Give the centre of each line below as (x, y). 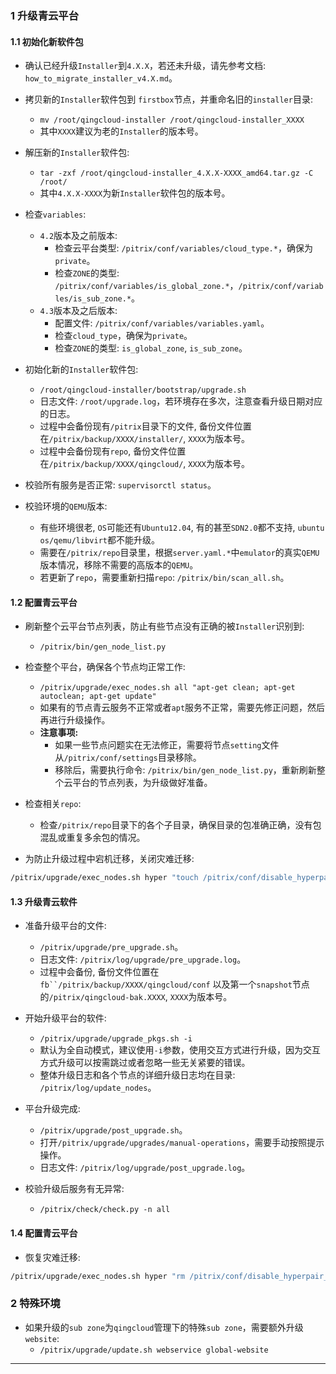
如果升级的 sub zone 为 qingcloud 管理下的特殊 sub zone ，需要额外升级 (164, 1327)
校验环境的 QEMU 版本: (66, 506)
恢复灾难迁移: (52, 1257)
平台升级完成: (52, 1109)
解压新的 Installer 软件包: (77, 153)
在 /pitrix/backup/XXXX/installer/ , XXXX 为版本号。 (144, 439)
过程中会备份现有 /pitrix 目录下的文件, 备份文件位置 (145, 426)
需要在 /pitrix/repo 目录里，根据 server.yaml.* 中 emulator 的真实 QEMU (179, 553)
